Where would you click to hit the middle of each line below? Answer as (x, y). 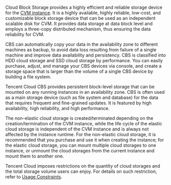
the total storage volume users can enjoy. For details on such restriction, (81, 171)
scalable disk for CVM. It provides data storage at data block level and (79, 23)
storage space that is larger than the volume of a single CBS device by (79, 71)
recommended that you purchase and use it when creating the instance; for (85, 140)
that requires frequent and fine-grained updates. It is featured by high (79, 103)
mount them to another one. (35, 156)
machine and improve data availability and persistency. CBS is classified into (86, 55)
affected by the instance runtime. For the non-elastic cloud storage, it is (81, 134)
